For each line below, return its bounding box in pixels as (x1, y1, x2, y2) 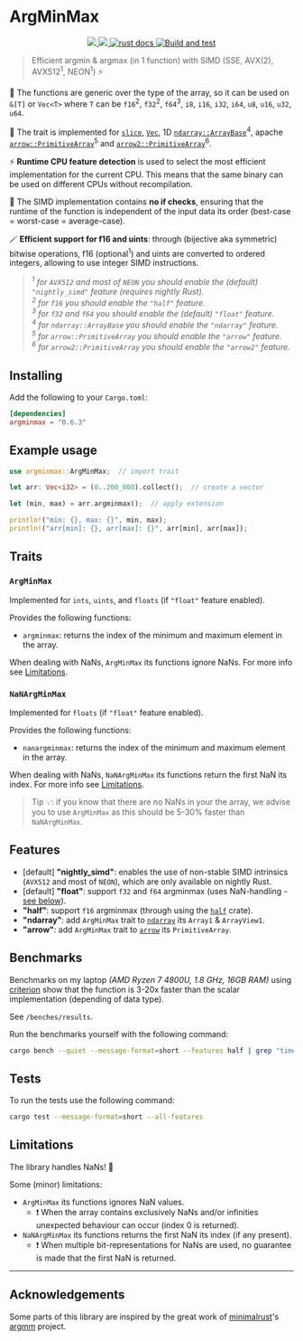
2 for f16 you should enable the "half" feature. (31, 296, 206, 308)
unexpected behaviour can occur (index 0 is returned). (35, 1219, 240, 1231)
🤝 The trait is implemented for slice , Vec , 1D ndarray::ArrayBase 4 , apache (9, 125, 284, 137)
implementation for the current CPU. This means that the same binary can (9, 169, 284, 180)
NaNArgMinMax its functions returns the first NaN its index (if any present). (22, 1229, 292, 1240)
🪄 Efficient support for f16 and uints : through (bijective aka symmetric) (9, 233, 278, 244)
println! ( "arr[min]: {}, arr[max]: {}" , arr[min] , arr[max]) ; (9, 524, 248, 534)
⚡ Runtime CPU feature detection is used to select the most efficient (9, 156, 266, 166)
